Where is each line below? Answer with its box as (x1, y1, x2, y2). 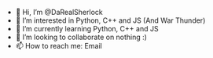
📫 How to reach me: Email (15, 42, 102, 50)
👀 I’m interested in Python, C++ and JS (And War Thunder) (15, 16, 206, 25)
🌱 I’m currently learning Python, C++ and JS (15, 24, 159, 33)
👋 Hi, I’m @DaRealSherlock (15, 8, 104, 16)
